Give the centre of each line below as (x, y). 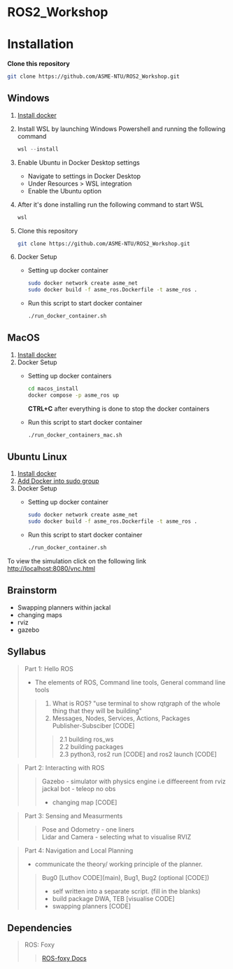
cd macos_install (53, 389)
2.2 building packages (91, 746)
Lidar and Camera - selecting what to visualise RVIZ (116, 837)
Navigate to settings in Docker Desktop (84, 176)
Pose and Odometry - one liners (88, 829)
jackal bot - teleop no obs (79, 788)
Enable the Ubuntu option (65, 191)
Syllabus (27, 652)
